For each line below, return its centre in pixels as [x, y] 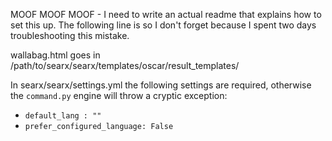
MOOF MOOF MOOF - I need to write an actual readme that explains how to [166, 14]
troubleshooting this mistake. [70, 35]
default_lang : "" [63, 116]
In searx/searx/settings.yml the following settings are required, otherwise [161, 85]
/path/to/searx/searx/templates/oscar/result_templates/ [125, 65]
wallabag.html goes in [55, 55]
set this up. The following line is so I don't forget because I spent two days [163, 25]
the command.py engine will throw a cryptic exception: [119, 95]
